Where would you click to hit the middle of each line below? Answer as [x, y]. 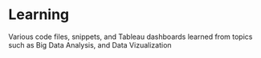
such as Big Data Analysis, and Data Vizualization [90, 44]
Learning [39, 15]
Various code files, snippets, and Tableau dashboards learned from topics [130, 37]
